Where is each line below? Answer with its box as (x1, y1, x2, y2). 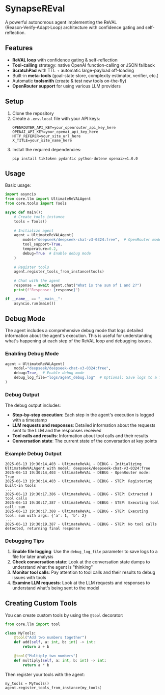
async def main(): (5, 210, 43, 215)
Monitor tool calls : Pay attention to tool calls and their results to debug (12, 569, 156, 575)
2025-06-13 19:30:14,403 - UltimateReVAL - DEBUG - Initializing (5, 461, 141, 467)
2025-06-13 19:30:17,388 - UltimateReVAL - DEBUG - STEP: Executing (5, 509, 148, 514)
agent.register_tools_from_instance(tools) (14, 269, 105, 274)
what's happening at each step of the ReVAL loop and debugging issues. (5, 338, 152, 344)
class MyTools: (5, 631, 36, 636)
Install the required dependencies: (12, 146, 82, 152)
